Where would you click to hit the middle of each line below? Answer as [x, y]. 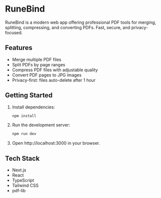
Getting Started [29, 95]
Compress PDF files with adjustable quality [55, 70]
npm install [24, 116]
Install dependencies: [33, 107]
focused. [14, 32]
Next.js [19, 170]
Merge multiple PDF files [37, 60]
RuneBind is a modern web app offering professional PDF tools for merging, [80, 22]
